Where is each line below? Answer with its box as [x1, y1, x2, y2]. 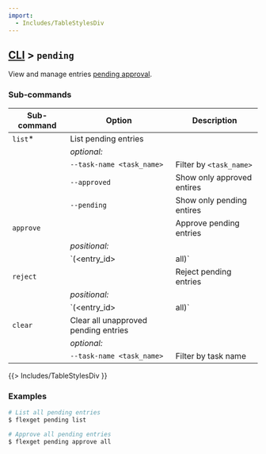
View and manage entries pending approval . [8, 69, 153, 79]
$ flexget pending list [8, 416, 87, 424]
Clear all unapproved [70, 314, 148, 325]
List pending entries [70, 133, 144, 144]
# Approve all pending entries [8, 430, 112, 438]
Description [192, 114, 237, 125]
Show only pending [175, 194, 248, 206]
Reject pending [175, 266, 232, 277]
